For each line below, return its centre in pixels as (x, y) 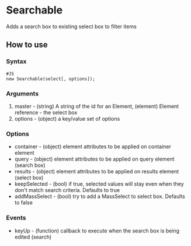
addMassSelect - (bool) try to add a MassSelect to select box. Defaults (100, 196)
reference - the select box (46, 112)
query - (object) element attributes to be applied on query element (94, 159)
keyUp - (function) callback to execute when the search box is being (97, 230)
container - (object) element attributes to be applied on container (93, 146)
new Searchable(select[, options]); (51, 79)
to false (24, 203)
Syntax (16, 61)
